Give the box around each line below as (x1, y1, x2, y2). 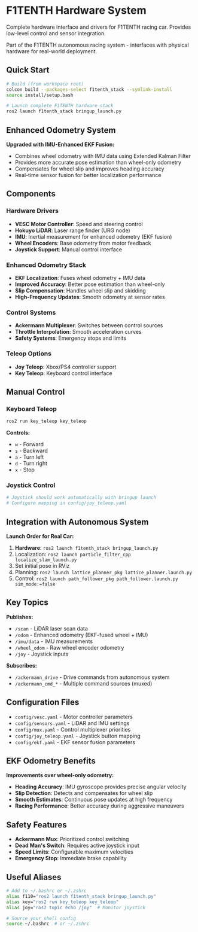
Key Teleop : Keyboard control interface (14, 369, 112, 377)
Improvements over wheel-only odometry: (6, 772, 114, 779)
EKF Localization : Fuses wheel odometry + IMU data (14, 274, 145, 281)
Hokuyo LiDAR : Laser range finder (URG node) (14, 227, 130, 234)
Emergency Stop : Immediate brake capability (14, 855, 127, 862)
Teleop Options (6, 349, 52, 358)
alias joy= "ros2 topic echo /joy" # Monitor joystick (6, 904, 146, 910)
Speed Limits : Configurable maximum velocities (14, 848, 133, 855)
